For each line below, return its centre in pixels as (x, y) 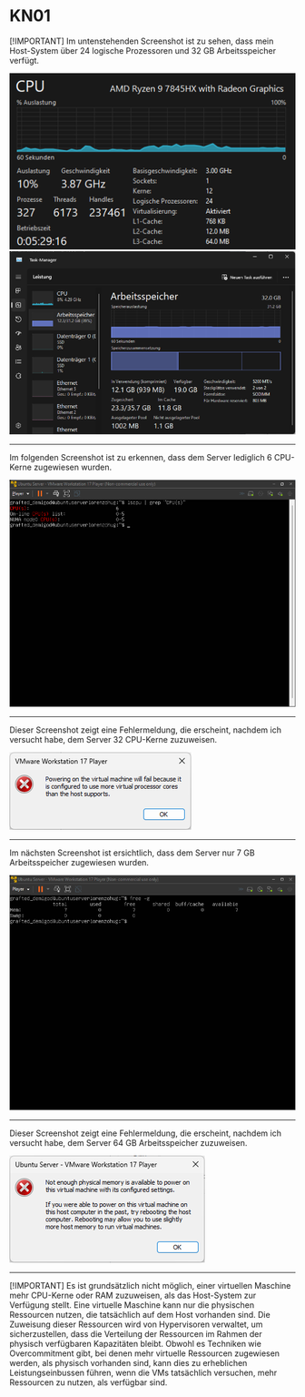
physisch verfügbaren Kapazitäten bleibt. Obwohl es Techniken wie (135, 1344)
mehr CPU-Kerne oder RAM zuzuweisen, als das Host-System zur (133, 1296)
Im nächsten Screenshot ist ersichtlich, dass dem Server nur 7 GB (133, 853)
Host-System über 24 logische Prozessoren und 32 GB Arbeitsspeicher (143, 50)
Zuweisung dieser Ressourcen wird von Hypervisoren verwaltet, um (136, 1324)
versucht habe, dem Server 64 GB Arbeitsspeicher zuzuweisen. (128, 1143)
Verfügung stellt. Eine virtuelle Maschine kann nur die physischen (132, 1305)
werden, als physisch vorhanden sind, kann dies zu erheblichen (128, 1363)
